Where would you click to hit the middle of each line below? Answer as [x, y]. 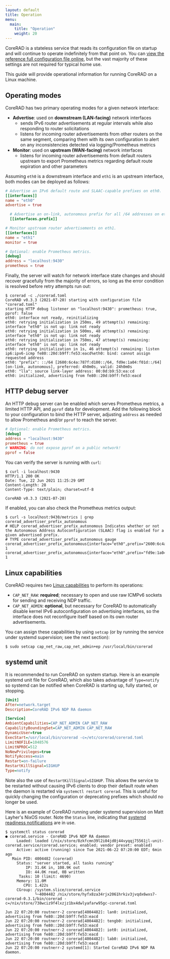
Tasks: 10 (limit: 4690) [45, 876]
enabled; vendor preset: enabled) [116, 845]
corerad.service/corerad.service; [42, 845]
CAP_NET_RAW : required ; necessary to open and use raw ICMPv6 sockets [87, 595]
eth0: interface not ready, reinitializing [52, 318]
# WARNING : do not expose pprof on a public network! [63, 448]
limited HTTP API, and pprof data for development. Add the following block [83, 409]
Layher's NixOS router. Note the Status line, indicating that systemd [76, 817]
